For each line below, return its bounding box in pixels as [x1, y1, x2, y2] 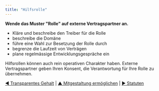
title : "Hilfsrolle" [5, 7, 48, 12]
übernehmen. [5, 70, 32, 76]
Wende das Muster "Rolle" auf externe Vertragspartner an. [5, 21, 129, 26]
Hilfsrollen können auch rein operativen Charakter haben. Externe [5, 60, 138, 66]
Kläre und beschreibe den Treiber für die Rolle [12, 30, 106, 36]
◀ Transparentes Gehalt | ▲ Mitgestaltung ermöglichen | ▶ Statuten [5, 80, 144, 86]
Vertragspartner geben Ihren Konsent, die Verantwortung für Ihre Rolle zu [5, 66, 154, 71]
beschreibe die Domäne [12, 35, 61, 41]
